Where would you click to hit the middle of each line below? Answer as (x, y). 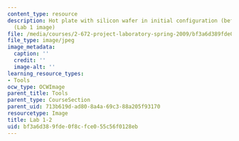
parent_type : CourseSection (49, 100)
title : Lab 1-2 (30, 120)
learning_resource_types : (46, 73)
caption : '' (32, 54)
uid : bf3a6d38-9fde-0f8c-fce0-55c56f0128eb (73, 126)
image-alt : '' (34, 67)
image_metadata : (31, 47)
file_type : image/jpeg (41, 41)
